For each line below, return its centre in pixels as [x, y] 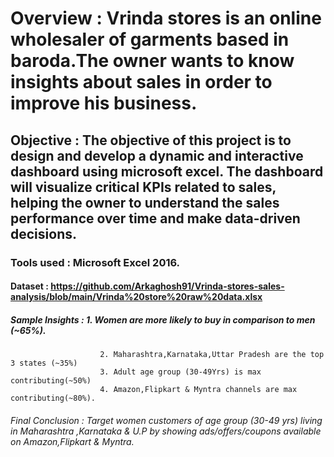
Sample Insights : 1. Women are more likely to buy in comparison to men [163, 319]
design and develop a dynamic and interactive [157, 155]
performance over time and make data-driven [155, 218]
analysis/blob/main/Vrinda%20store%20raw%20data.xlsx [136, 297]
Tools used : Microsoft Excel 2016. [95, 262]
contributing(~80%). [53, 398]
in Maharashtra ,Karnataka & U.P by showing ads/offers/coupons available [166, 431]
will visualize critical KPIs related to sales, [143, 187]
